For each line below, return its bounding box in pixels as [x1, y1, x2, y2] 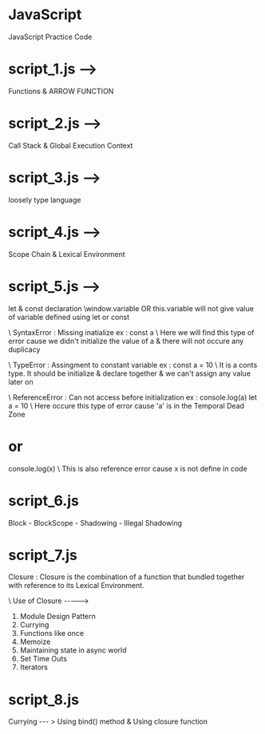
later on [8, 377, 34, 386]
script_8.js [8, 690, 80, 708]
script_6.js [8, 491, 80, 510]
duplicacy [8, 345, 41, 354]
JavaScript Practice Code [8, 32, 93, 41]
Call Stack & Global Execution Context [8, 140, 133, 150]
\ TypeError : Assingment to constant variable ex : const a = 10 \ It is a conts [8, 360, 258, 369]
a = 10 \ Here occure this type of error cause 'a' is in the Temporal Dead [8, 401, 245, 410]
